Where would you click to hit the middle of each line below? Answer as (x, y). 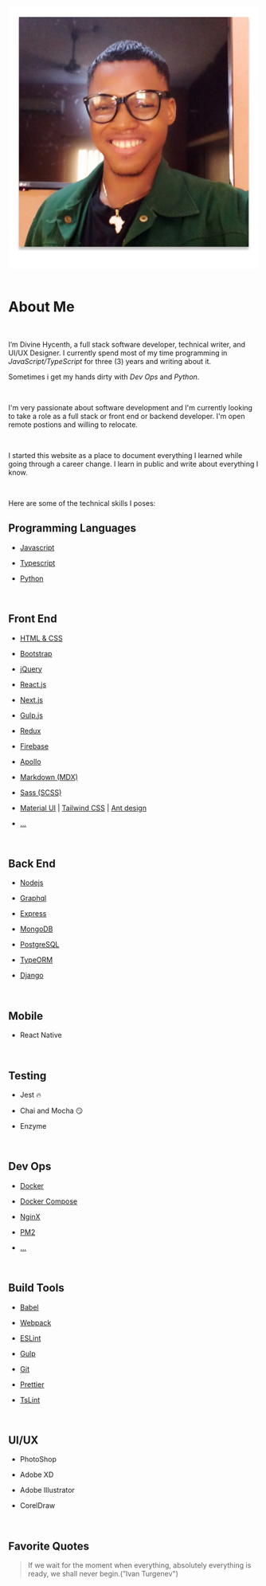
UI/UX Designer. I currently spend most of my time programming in (118, 353)
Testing (27, 1076)
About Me (41, 307)
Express (33, 914)
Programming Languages (72, 529)
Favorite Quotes (49, 1546)
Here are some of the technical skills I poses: (82, 503)
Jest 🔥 (31, 1095)
